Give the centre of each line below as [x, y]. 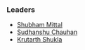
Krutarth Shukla [39, 40]
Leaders [21, 10]
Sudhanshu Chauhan [47, 32]
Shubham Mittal [39, 25]
